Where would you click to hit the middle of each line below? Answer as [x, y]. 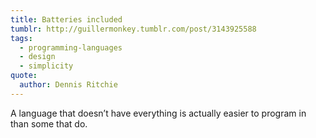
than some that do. [49, 123]
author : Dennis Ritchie [68, 85]
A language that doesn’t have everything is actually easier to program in [158, 113]
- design [37, 57]
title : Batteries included [66, 19]
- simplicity [46, 66]
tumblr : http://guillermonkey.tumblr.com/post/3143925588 [133, 29]
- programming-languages [71, 47]
